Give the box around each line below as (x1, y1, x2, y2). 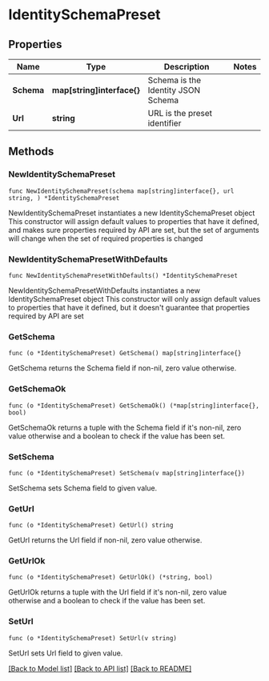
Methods (8, 145, 54, 158)
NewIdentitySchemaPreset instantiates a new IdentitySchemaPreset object (8, 208, 255, 218)
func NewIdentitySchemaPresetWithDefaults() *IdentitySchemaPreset (8, 271, 239, 279)
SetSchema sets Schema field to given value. (8, 483, 158, 493)
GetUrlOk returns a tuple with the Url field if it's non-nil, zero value (8, 587, 227, 597)
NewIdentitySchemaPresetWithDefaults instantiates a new (8, 286, 200, 295)
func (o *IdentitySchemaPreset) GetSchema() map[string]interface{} (8, 350, 242, 358)
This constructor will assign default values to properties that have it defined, (8, 216, 260, 226)
